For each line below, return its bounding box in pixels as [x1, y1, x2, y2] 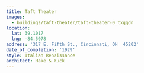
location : [6, 25, 31, 31]
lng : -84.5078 [11, 36, 46, 42]
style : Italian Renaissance [6, 52, 76, 58]
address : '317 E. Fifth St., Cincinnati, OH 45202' [6, 42, 139, 48]
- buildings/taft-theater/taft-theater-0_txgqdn [11, 19, 134, 25]
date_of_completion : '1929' [6, 47, 76, 53]
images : [6, 14, 25, 20]
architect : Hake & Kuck [6, 58, 65, 64]
